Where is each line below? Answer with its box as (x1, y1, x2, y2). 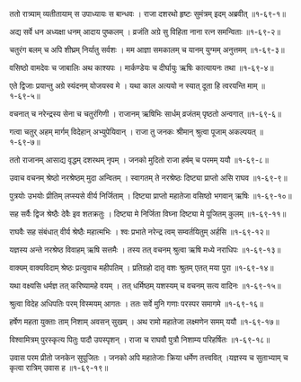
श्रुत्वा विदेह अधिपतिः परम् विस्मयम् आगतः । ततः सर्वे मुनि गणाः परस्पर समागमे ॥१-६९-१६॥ (9, 298, 263, 309)
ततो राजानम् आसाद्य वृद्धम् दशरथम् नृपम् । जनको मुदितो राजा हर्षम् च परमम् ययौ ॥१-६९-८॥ (9, 155, 270, 165)
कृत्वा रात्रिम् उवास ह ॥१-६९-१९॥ (9, 362, 109, 373)
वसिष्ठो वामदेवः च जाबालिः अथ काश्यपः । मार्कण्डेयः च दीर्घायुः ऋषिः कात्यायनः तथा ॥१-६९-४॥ (9, 63, 274, 73)
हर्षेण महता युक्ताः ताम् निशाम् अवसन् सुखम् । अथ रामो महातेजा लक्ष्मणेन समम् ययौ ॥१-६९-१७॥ (9, 316, 280, 327)
